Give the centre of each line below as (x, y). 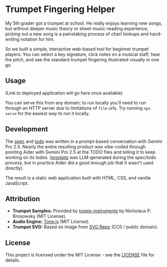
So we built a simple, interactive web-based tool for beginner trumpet (77, 49)
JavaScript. (17, 183)
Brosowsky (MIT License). (39, 216)
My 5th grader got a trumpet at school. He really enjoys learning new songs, (84, 23)
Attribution (23, 199)
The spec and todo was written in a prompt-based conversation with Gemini (84, 141)
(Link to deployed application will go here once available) (64, 93)
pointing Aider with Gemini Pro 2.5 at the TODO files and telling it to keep (80, 152)
